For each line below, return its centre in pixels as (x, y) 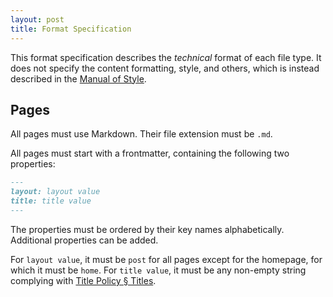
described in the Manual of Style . (78, 78)
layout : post (37, 19)
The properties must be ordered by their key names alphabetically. (147, 229)
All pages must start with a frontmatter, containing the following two (150, 153)
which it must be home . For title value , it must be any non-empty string (158, 270)
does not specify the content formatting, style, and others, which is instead (165, 68)
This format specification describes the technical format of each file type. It (166, 57)
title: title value (51, 201)
